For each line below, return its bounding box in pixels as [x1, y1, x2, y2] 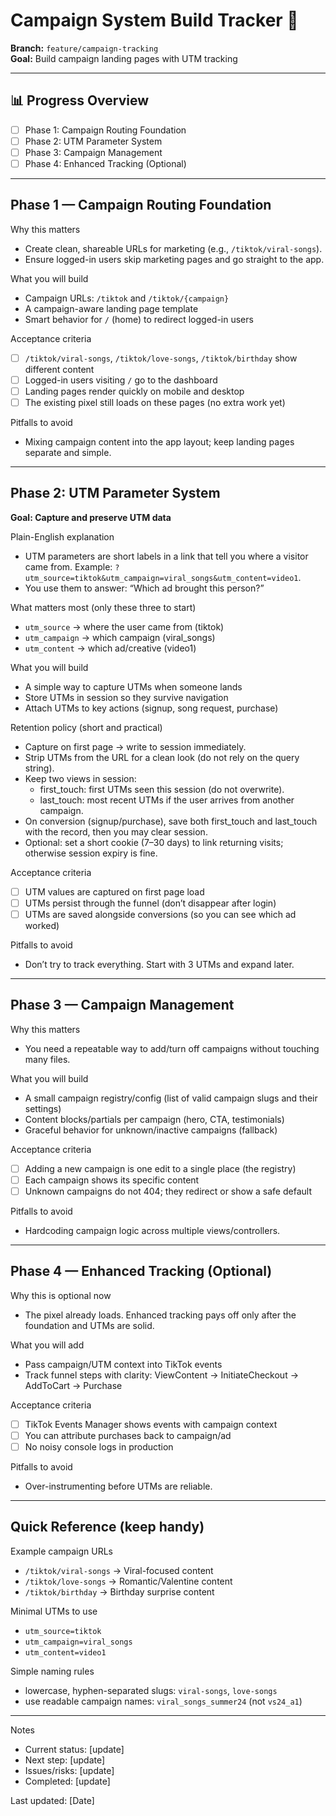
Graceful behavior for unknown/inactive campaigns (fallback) [24, 1124, 278, 1136]
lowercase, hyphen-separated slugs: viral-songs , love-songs [24, 1684, 278, 1696]
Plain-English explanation [10, 530, 115, 543]
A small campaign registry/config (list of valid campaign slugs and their [24, 1092, 318, 1104]
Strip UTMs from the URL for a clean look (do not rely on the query [24, 751, 300, 763]
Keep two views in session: [24, 772, 137, 784]
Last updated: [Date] [10, 1794, 95, 1806]
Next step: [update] [24, 1754, 106, 1766]
